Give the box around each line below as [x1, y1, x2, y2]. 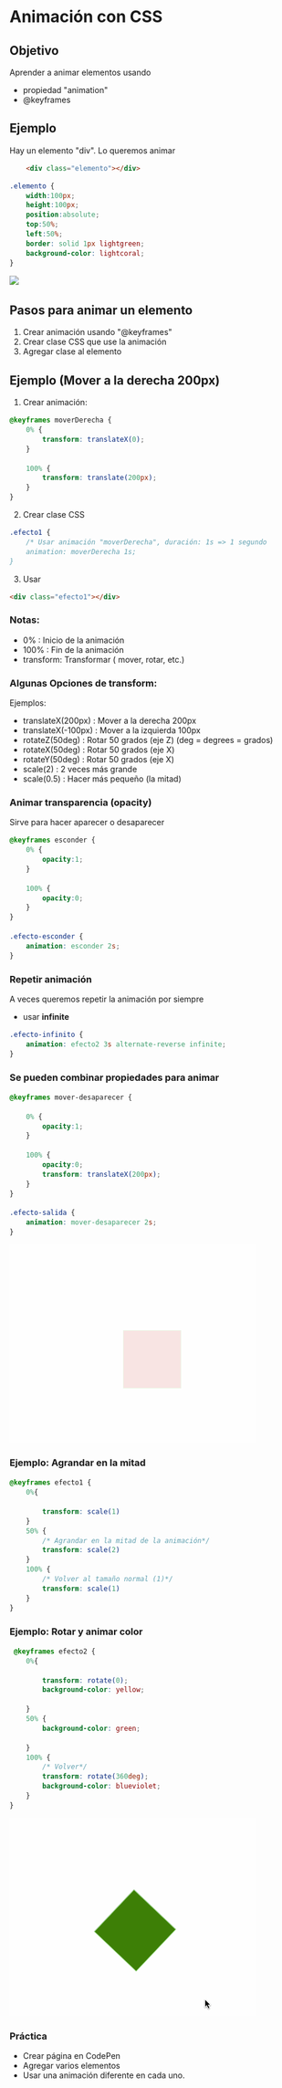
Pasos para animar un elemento [9, 302, 193, 318]
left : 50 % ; [26, 230, 64, 239]
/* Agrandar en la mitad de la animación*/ [42, 1536, 210, 1545]
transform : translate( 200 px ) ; [42, 473, 157, 483]
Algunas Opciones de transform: [9, 677, 158, 689]
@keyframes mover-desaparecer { [9, 1093, 132, 1102]
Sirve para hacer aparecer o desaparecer [9, 817, 165, 828]
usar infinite [22, 1012, 70, 1022]
